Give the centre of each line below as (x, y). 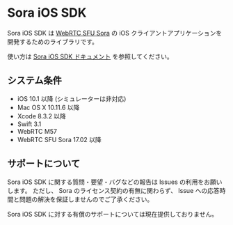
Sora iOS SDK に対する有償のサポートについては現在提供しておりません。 (112, 214)
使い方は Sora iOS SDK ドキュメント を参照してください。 (90, 56)
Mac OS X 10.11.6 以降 (48, 107)
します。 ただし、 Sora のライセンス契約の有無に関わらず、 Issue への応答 (114, 190)
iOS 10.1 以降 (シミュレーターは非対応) (72, 98)
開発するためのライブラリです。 (53, 41)
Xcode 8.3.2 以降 (41, 116)
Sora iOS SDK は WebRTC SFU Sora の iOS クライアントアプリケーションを (115, 33)
